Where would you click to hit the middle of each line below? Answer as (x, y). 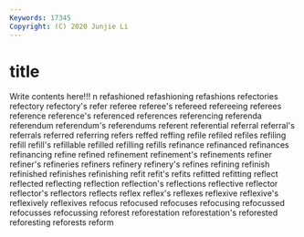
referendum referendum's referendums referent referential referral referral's (152, 126)
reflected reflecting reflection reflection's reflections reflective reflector (144, 184)
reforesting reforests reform (62, 222)
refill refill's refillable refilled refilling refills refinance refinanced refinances (149, 145)
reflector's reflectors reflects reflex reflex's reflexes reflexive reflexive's (144, 193)
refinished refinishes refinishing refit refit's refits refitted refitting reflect (144, 174)
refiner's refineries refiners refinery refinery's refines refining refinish (140, 164)
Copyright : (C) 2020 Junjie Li (69, 26)
